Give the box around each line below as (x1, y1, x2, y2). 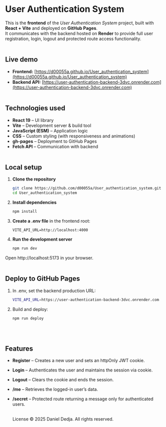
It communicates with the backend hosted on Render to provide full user (5, 30, 154, 36)
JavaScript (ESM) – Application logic (12, 127, 88, 133)
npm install (12, 209, 37, 214)
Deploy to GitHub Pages (5, 274, 80, 283)
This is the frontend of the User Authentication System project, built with (5, 20, 154, 26)
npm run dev (12, 246, 37, 251)
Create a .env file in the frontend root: (12, 218, 91, 224)
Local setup (5, 163, 42, 172)
